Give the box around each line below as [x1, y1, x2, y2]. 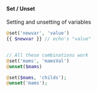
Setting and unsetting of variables [6, 18, 92, 26]
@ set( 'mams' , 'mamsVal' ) [6, 58, 70, 64]
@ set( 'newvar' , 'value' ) [6, 30, 70, 37]
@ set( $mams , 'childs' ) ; [6, 74, 67, 80]
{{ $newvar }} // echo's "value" [6, 36, 92, 42]
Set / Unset [6, 5, 35, 12]
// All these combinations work [6, 52, 88, 58]
